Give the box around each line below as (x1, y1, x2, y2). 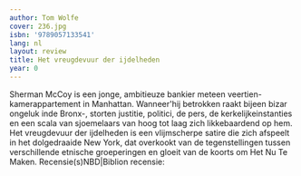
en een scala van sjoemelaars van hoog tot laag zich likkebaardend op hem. (9, 117, 293, 128)
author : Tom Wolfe (9, 13, 79, 23)
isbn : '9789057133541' (9, 30, 95, 39)
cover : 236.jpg (9, 22, 67, 31)
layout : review (9, 47, 67, 56)
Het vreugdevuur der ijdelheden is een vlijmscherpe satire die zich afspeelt (9, 127, 290, 138)
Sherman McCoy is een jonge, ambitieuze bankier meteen (9, 88, 226, 100)
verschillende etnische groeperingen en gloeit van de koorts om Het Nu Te (9, 146, 288, 157)
